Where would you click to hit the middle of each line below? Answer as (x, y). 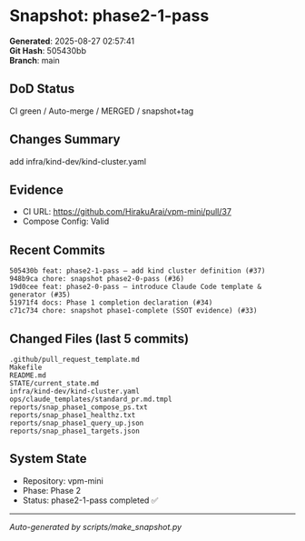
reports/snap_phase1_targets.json (75, 431)
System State (49, 459)
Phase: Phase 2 (52, 490)
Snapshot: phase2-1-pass (109, 16)
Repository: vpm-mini (63, 481)
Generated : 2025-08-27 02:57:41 (72, 41)
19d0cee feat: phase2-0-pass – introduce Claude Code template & (135, 287)
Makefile (26, 367)
